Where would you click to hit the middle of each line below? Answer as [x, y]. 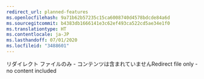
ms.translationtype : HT [37, 29]
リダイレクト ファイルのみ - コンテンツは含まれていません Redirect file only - [102, 64]
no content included [31, 70]
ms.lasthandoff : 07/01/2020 [42, 40]
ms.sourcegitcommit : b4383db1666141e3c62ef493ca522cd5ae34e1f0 [88, 23]
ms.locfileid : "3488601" [38, 46]
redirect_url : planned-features [47, 12]
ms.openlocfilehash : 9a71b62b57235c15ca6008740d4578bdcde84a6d [88, 18]
